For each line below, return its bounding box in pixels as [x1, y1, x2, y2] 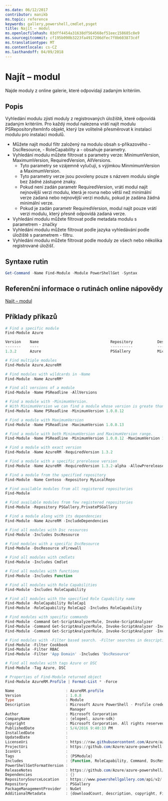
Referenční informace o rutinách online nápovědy [5, 284, 163, 293]
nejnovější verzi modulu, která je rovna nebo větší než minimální [19, 189, 151, 195]
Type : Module [5, 697, 84, 703]
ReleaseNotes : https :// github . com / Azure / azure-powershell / [5, 767, 164, 773]
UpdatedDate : [5, 735, 68, 740]
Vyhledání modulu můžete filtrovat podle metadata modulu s [12, 216, 137, 222]
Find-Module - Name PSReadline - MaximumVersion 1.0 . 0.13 [5, 422, 124, 427]
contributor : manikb [5, 12, 48, 17]
